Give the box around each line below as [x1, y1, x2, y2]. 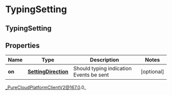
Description [90, 56, 119, 63]
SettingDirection [27, 68, 69, 75]
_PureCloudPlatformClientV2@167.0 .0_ [5, 84, 87, 90]
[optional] [140, 68, 164, 75]
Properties [5, 41, 40, 50]
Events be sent [73, 72, 109, 79]
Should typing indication [73, 65, 132, 72]
